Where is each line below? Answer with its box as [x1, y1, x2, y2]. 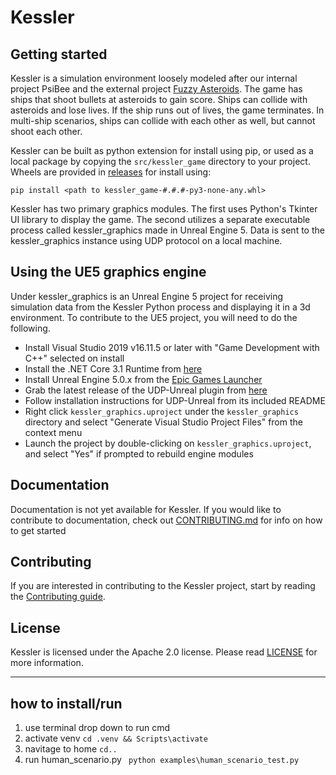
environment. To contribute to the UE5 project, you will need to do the [10, 311, 298, 323]
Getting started [10, 46, 108, 63]
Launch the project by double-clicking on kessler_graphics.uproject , [24, 437, 312, 449]
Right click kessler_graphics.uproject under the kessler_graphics [24, 405, 299, 417]
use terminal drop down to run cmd [24, 722, 171, 734]
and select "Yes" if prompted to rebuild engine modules [24, 447, 254, 460]
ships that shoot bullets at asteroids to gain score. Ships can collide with [10, 94, 308, 105]
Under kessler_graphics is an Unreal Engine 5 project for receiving [10, 290, 284, 302]
